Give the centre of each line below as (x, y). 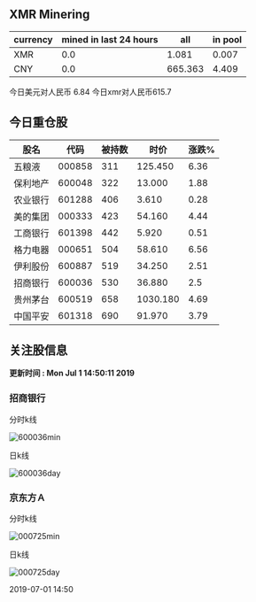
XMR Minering (50, 15)
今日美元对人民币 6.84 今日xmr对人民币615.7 (90, 91)
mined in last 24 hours (110, 39)
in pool (227, 39)
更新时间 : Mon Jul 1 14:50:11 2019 (72, 373)
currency (33, 39)
